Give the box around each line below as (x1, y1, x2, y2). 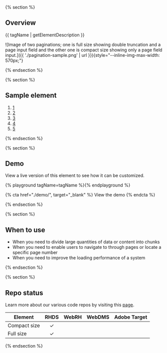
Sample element (5, 91, 57, 100)
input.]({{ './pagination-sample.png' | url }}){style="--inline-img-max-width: (5, 52, 160, 58)
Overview (5, 18, 36, 27)
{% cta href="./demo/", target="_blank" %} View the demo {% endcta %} (5, 192, 156, 198)
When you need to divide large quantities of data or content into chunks (12, 239, 161, 245)
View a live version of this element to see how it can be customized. (5, 173, 145, 178)
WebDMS (86, 314, 110, 321)
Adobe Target (114, 314, 148, 321)
